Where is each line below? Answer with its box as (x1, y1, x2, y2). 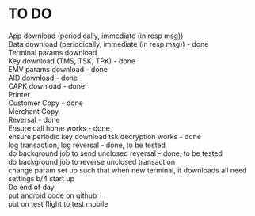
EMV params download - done (8, 64, 108, 74)
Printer (8, 89, 30, 99)
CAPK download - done (8, 81, 86, 91)
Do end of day (8, 182, 55, 191)
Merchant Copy (8, 106, 59, 116)
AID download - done (8, 73, 78, 82)
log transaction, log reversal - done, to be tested (8, 140, 166, 150)
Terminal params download (8, 47, 97, 57)
